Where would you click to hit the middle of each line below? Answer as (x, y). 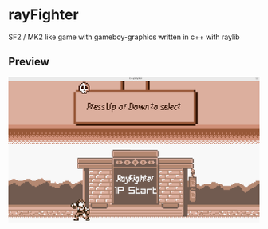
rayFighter (43, 15)
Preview (29, 62)
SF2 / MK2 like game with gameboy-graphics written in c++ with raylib (124, 37)
